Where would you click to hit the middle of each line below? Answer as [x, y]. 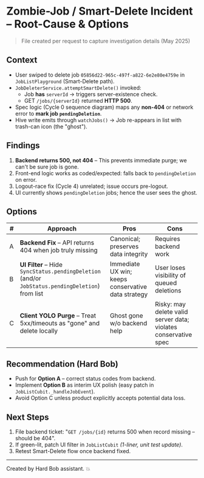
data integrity [129, 254]
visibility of [170, 275]
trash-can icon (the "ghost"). [51, 126]
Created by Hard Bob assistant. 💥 [49, 469]
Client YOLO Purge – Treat [58, 316]
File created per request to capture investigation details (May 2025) [106, 41]
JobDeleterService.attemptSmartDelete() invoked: [78, 88]
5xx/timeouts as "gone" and [60, 324]
